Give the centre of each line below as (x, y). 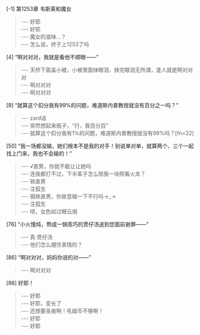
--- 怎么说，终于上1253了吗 (55, 44)
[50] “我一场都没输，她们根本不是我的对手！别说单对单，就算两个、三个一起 (100, 146)
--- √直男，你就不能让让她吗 (56, 166)
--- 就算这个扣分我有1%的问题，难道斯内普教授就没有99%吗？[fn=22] (107, 133)
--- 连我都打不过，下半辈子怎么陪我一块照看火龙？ (83, 174)
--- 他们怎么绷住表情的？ (52, 245)
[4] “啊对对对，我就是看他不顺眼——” (53, 57)
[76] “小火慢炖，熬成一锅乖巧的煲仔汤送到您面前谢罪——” (77, 224)
